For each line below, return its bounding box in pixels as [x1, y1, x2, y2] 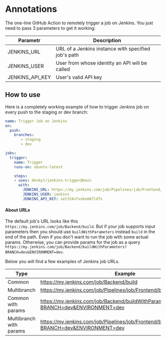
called [56, 65, 70, 72]
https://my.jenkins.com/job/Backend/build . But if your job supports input [5, 223, 156, 229]
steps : [14, 173, 28, 178]
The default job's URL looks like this [5, 218, 78, 224]
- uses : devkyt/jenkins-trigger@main [14, 178, 92, 183]
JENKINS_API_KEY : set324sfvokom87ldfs [23, 196, 103, 201]
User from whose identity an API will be [56, 59, 147, 66]
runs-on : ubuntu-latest [14, 165, 63, 170]
